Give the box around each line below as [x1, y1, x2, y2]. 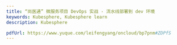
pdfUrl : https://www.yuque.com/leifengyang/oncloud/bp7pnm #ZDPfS [6, 30, 171, 36]
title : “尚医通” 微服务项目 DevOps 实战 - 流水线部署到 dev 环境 [6, 8, 156, 15]
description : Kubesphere [6, 19, 68, 25]
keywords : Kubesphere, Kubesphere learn [6, 14, 108, 20]
